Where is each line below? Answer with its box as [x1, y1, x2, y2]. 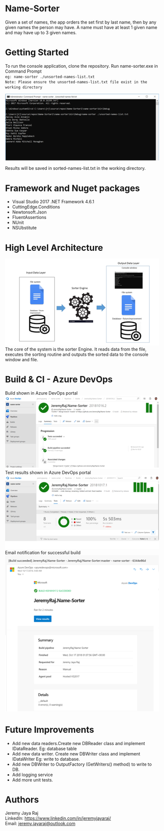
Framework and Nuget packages [5, 183, 140, 194]
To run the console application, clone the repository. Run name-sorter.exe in [5, 63, 158, 69]
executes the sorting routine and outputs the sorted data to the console [5, 351, 149, 357]
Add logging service [12, 772, 53, 777]
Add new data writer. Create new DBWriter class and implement [12, 751, 141, 756]
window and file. [5, 356, 39, 362]
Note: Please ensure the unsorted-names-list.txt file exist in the [5, 80, 147, 84]
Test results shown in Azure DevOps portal [5, 469, 91, 475]
